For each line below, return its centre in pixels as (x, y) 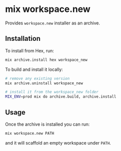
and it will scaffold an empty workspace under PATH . (58, 143)
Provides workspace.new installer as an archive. (53, 23)
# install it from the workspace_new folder (52, 92)
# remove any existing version (37, 78)
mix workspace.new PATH (30, 133)
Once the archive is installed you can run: (48, 124)
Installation (23, 39)
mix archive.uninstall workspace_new (44, 83)
